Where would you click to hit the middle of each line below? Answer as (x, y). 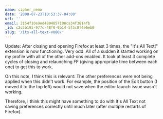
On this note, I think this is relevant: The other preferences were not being (79, 76)
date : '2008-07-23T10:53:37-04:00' (41, 14)
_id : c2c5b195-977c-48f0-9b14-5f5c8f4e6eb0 (50, 28)
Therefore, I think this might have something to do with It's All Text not (75, 101)
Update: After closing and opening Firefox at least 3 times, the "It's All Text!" (81, 46)
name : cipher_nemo (24, 10)
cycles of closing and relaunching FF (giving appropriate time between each (81, 62)
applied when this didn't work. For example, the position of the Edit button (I (81, 81)
